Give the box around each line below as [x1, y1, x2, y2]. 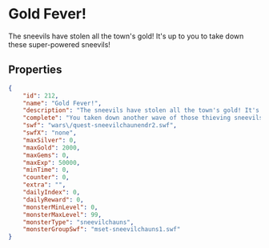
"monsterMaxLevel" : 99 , [22, 210, 102, 218]
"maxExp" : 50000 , [22, 158, 81, 166]
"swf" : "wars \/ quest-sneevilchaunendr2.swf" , [22, 122, 178, 130]
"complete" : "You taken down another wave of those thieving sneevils [22, 114, 263, 122]
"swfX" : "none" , [22, 129, 78, 137]
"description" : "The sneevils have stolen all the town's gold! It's [22, 106, 260, 114]
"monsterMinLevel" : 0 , [22, 203, 98, 211]
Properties [8, 63, 62, 77]
